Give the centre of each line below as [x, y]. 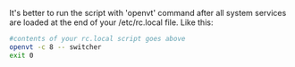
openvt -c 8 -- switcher [55, 47]
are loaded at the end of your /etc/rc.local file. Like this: [111, 22]
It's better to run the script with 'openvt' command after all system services [148, 13]
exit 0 [21, 55]
